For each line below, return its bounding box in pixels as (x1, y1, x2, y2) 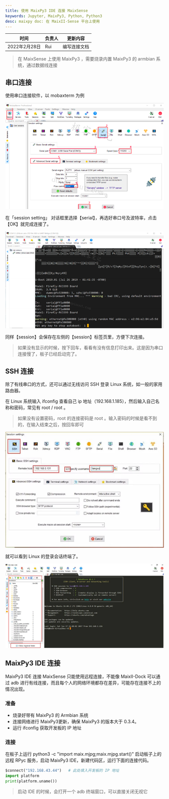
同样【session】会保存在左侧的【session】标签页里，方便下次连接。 (5, 333, 147, 340)
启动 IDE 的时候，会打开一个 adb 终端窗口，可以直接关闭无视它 (17, 788, 148, 794)
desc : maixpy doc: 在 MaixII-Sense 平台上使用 (5, 19, 100, 24)
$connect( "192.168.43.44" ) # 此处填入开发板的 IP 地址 (5, 768, 120, 773)
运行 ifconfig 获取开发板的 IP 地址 (12, 725, 82, 731)
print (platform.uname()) (5, 779, 57, 784)
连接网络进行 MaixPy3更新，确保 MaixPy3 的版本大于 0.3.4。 (12, 719, 139, 725)
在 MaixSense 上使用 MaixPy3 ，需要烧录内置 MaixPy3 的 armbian (17, 55, 155, 62)
